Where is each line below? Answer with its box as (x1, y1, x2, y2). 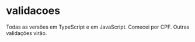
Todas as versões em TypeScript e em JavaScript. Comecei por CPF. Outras (6, 23, 190, 30)
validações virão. (6, 29, 47, 36)
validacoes (6, 4, 60, 17)
